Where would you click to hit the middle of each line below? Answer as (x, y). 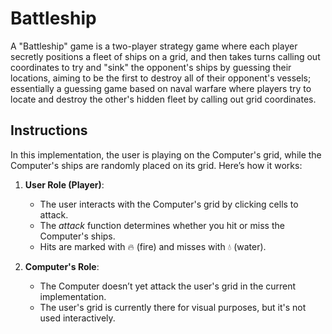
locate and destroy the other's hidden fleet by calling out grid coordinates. (163, 99)
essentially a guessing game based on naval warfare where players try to (161, 88)
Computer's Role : (62, 266)
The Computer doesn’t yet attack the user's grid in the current (168, 286)
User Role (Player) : (64, 184)
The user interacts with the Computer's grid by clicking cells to (169, 204)
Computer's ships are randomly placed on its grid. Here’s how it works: (156, 165)
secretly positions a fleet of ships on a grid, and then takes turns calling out (165, 56)
